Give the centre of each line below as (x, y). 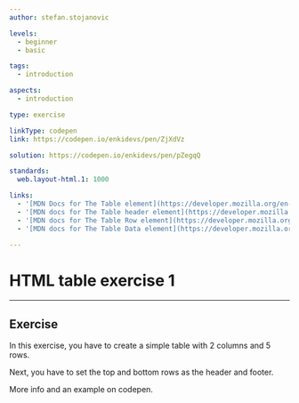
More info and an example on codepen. (81, 390)
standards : (29, 171)
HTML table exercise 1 (92, 280)
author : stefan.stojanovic (59, 17)
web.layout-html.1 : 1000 (63, 180)
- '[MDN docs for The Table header (83, 212)
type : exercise (37, 115)
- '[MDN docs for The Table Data (79, 229)
